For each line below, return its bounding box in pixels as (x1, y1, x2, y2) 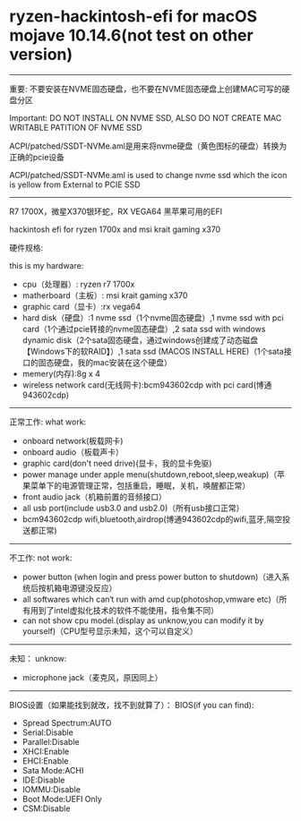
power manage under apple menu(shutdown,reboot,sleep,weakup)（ (21, 468, 278, 480)
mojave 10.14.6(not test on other (9, 25, 254, 46)
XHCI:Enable (21, 746, 70, 757)
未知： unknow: (9, 653, 67, 663)
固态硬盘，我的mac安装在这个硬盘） (38, 356, 172, 368)
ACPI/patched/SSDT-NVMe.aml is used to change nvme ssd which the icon (9, 169, 288, 180)
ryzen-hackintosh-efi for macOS (9, 6, 258, 27)
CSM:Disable (21, 803, 71, 814)
